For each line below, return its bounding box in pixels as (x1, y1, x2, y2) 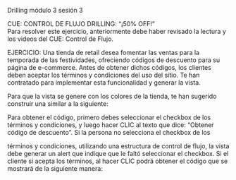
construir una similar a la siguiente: (7, 100, 109, 108)
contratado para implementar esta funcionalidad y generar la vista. (7, 78, 201, 87)
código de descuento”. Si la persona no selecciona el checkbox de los (7, 128, 211, 136)
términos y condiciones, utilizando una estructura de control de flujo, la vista (7, 142, 230, 150)
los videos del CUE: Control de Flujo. (7, 35, 114, 43)
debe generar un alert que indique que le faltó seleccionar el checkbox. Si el (7, 150, 229, 157)
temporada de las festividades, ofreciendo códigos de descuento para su (7, 56, 221, 64)
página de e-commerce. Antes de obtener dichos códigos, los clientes (7, 64, 211, 71)
